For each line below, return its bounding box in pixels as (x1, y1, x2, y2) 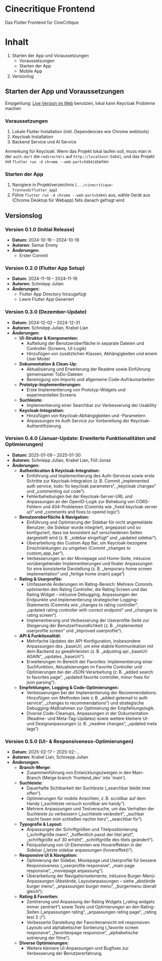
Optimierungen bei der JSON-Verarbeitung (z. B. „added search (26, 669, 153, 675)
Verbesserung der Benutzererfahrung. (26, 950, 103, 956)
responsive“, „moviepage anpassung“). (26, 868, 104, 874)
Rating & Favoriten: (19, 893, 59, 900)
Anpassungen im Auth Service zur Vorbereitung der (26, 418, 130, 423)
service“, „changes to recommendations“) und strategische (26, 700, 144, 706)
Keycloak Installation (12, 134, 53, 140)
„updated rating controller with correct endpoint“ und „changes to (26, 607, 158, 613)
